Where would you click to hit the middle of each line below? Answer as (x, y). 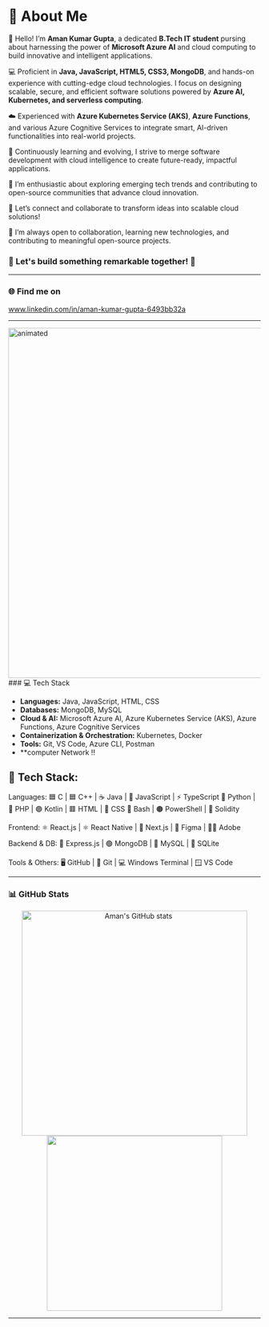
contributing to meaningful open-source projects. (90, 240)
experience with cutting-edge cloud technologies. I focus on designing (125, 82)
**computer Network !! (58, 752)
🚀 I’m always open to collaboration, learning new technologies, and (119, 232)
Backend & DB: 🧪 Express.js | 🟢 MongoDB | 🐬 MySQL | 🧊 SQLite (114, 844)
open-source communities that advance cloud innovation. (104, 192)
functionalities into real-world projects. (72, 136)
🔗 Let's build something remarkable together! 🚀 (102, 261)
